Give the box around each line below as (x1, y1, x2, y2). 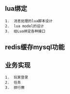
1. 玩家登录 (5, 75, 28, 80)
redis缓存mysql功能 (5, 43, 65, 52)
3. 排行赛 (5, 85, 25, 90)
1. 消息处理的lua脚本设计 (5, 18, 53, 23)
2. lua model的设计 (5, 24, 44, 28)
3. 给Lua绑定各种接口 (5, 28, 46, 34)
